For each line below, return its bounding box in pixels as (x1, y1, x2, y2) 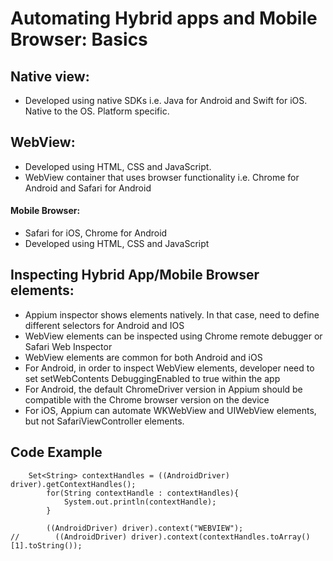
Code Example (10, 444, 103, 461)
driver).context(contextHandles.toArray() (131, 532, 311, 542)
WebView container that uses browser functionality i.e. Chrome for (24, 171, 300, 183)
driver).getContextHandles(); (10, 479, 137, 489)
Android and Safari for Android (24, 182, 152, 194)
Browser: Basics (10, 28, 148, 51)
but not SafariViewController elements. (24, 415, 185, 427)
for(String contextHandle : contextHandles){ (46, 488, 240, 498)
